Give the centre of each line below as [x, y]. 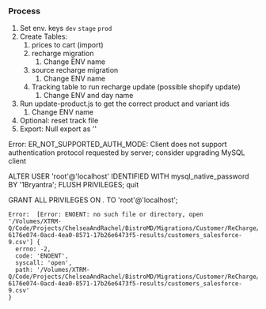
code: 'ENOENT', [42, 256]
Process [25, 11]
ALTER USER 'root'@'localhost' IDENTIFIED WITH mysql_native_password [129, 176]
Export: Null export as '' [58, 129]
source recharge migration [75, 70]
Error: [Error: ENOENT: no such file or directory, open [106, 215]
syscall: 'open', [44, 263]
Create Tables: [44, 36]
